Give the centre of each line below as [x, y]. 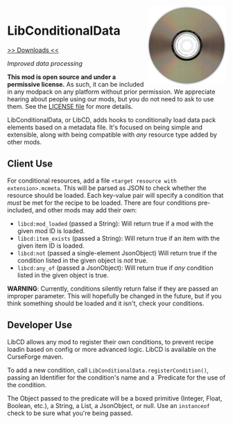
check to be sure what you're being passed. [70, 413]
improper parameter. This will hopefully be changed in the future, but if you [114, 296]
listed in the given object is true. [63, 275]
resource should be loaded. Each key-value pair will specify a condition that [115, 195]
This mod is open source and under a [62, 77]
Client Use [30, 164]
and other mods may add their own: [86, 210]
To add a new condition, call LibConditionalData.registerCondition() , [108, 370]
